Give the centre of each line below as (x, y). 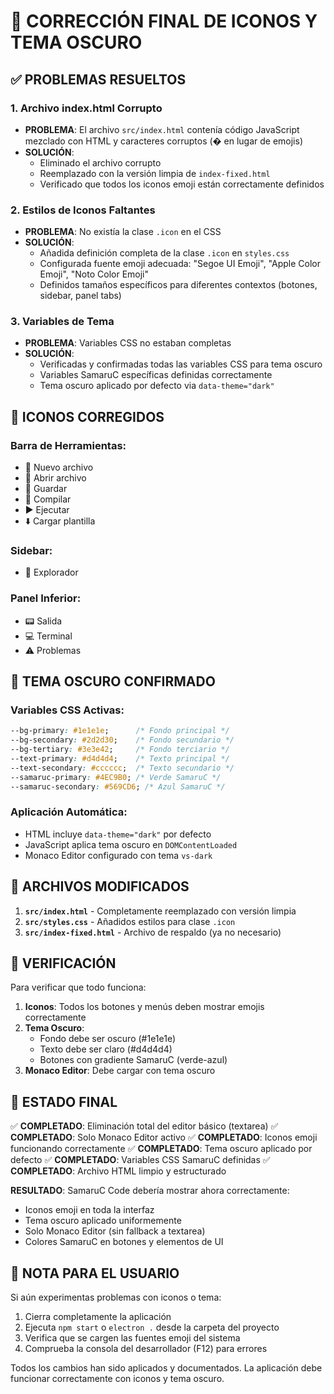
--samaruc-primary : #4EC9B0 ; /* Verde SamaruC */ (116, 777)
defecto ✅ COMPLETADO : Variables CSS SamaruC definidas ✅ (140, 1160)
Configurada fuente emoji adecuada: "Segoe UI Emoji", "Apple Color (180, 264)
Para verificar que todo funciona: (78, 987)
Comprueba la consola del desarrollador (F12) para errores (146, 1349)
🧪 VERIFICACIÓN (63, 963)
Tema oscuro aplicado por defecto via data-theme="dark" (157, 386)
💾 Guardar (46, 489)
